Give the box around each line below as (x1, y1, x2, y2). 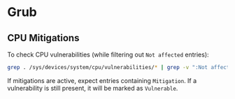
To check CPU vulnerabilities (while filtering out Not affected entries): (7, 50, 209, 59)
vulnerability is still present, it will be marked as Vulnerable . (7, 84, 178, 92)
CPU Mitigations (7, 32, 80, 44)
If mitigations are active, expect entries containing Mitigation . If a (7, 76, 197, 84)
